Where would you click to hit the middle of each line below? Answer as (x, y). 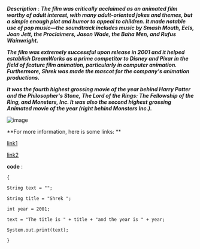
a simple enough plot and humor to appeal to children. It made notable (96, 21)
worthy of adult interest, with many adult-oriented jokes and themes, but (100, 15)
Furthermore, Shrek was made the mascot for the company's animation (98, 71)
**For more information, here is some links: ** (64, 132)
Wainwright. (23, 40)
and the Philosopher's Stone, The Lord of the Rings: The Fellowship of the (100, 96)
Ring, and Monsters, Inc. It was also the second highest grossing (89, 102)
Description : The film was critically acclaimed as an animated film (92, 9)
